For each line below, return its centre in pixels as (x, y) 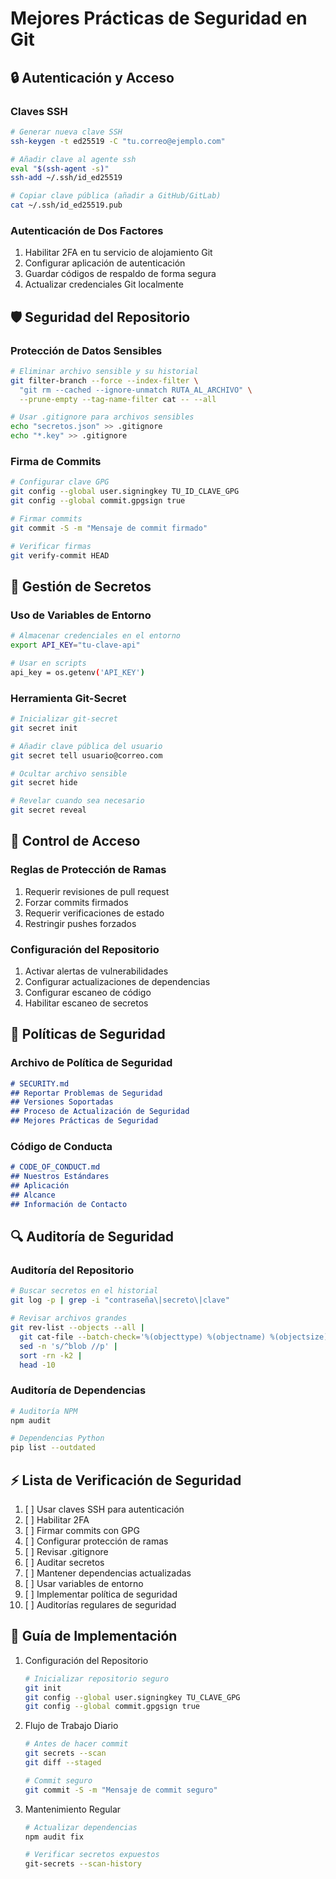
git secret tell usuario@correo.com (86, 755)
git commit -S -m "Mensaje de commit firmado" (109, 528)
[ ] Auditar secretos (64, 1563)
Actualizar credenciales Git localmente (104, 284)
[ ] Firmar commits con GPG (82, 1531)
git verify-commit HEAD (60, 555)
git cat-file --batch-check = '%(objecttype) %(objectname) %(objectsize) (174, 1337)
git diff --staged (63, 1763)
